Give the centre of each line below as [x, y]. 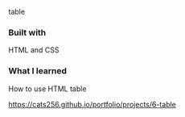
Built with [27, 32]
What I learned [37, 71]
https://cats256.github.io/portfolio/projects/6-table [92, 104]
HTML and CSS [34, 50]
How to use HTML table [47, 89]
